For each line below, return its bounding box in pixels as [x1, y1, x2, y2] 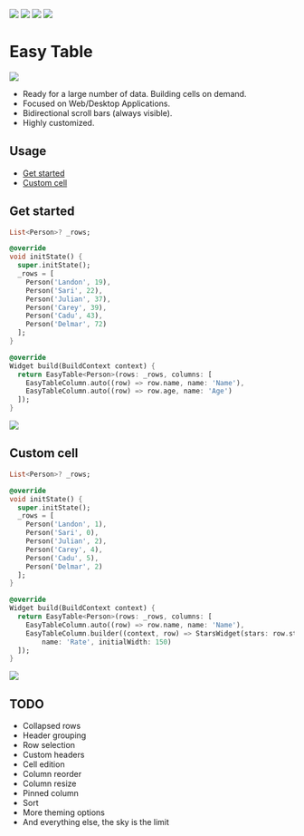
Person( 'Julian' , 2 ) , [25, 537, 107, 546]
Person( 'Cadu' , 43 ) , [25, 311, 103, 321]
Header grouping [22, 730, 87, 741]
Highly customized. [22, 117, 95, 128]
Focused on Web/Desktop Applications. [22, 98, 171, 109]
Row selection [22, 740, 75, 751]
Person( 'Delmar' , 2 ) [25, 562, 103, 571]
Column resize [22, 778, 77, 789]
